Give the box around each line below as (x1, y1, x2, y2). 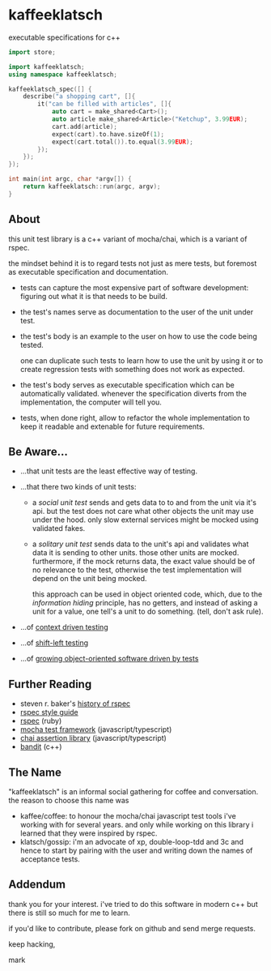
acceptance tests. (19, 854, 81, 864)
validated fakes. (32, 524, 86, 533)
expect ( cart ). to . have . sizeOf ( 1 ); (51, 130, 164, 139)
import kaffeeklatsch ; (8, 62, 85, 71)
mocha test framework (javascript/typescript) (19, 725, 172, 734)
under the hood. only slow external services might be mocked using (32, 515, 259, 524)
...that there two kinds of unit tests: (19, 482, 137, 492)
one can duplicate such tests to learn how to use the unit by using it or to (19, 355, 264, 366)
